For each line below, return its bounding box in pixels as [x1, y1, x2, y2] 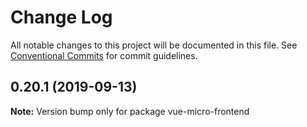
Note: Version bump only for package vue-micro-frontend [10, 105, 250, 117]
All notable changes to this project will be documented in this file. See [10, 39, 298, 51]
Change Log [10, 6, 113, 29]
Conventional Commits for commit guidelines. [10, 49, 198, 61]
